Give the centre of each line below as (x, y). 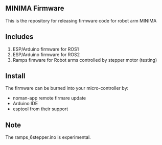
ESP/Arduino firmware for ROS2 (46, 54)
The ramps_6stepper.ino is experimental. (48, 137)
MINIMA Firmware (35, 8)
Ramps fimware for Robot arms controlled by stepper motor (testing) (85, 60)
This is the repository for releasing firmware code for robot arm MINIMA (81, 20)
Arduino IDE (25, 104)
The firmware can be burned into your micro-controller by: (67, 88)
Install (15, 76)
